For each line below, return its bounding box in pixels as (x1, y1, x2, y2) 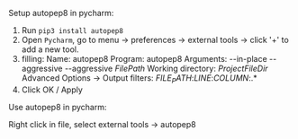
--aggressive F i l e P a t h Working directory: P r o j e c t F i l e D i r (64, 63, 268, 74)
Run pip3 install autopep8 (21, 25, 123, 35)
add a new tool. (21, 44, 79, 55)
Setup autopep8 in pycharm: (8, 8, 114, 18)
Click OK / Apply (21, 84, 83, 95)
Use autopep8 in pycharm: (8, 101, 107, 112)
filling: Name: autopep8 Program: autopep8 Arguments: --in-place (21, 54, 267, 64)
